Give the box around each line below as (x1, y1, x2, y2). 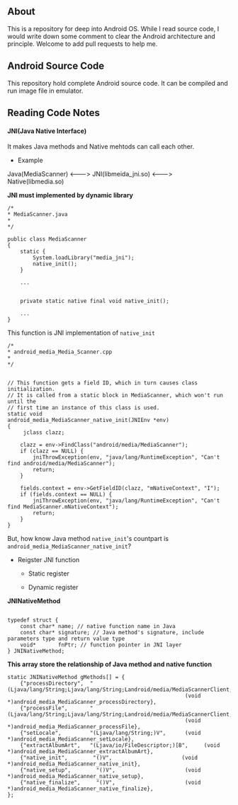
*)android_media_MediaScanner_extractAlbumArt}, (7, 748, 154, 755)
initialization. (7, 386, 55, 393)
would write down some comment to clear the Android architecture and (7, 32, 216, 40)
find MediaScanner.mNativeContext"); (7, 503, 119, 510)
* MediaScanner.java (7, 211, 69, 218)
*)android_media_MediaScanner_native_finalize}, (7, 785, 154, 792)
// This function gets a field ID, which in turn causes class (7, 379, 198, 387)
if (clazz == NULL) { (20, 447, 84, 455)
